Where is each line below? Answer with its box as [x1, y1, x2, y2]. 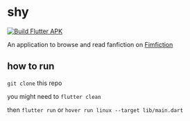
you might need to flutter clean [7, 92, 102, 100]
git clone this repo [7, 79, 62, 87]
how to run [7, 60, 55, 73]
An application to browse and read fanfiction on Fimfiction [7, 40, 173, 48]
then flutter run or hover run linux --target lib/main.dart [7, 105, 184, 114]
